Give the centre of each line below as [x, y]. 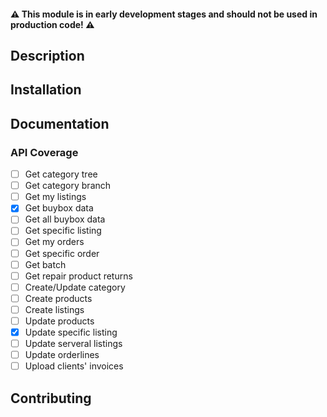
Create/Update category [75, 287]
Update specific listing [71, 332]
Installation [46, 90]
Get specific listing [63, 231]
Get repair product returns [78, 276]
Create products [58, 298]
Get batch [45, 264]
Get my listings [55, 197]
